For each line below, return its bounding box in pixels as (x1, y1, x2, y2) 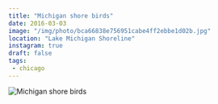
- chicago (11, 64, 45, 73)
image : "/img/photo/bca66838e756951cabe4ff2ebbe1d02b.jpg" (8, 27, 212, 35)
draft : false (8, 49, 52, 57)
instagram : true (8, 42, 63, 50)
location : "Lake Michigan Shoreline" (8, 34, 136, 43)
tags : (8, 57, 27, 65)
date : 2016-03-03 (8, 19, 67, 27)
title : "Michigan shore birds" (8, 11, 114, 20)
